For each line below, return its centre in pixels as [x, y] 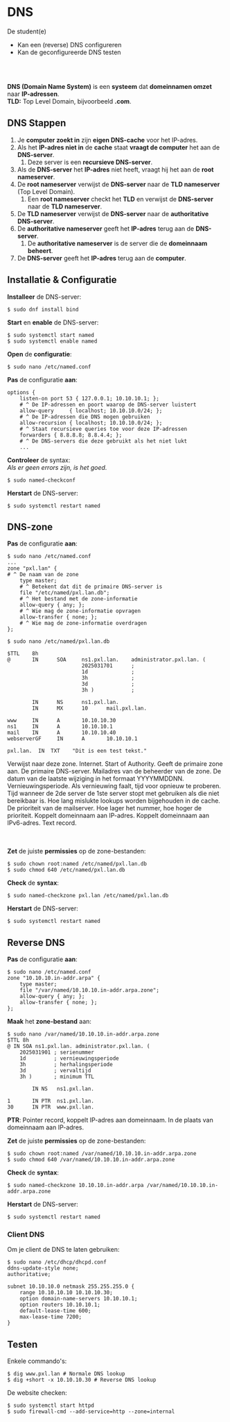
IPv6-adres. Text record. [42, 823]
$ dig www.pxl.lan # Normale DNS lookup [67, 1374]
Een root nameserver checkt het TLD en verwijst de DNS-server [120, 199]
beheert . [40, 250]
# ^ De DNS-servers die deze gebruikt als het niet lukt [104, 441]
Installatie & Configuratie [62, 280]
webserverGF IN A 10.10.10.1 [72, 739]
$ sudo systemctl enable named [52, 341]
